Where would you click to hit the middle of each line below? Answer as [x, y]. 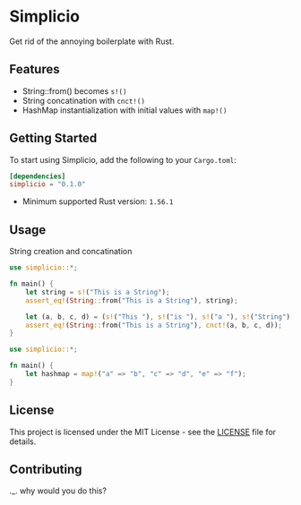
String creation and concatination [71, 252]
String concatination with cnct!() [84, 100]
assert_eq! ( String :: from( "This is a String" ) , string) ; [132, 300]
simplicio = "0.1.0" [48, 184]
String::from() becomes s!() [74, 90]
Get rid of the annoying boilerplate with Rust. [92, 41]
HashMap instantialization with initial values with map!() [125, 110]
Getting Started [53, 138]
